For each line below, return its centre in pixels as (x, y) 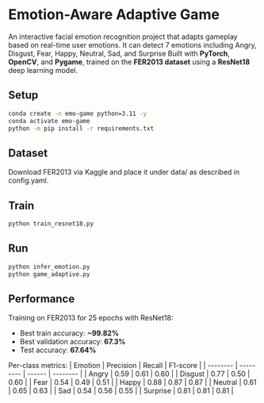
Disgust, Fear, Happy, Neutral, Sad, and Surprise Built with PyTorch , (119, 53)
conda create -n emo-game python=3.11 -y (78, 113)
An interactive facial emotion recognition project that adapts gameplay (123, 36)
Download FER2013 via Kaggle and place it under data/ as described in (124, 172)
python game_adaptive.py (49, 274)
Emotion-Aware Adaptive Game (114, 15)
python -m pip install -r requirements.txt (81, 129)
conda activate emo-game (49, 121)
